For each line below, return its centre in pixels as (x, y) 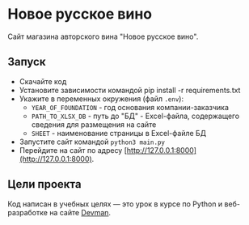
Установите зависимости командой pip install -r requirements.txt (130, 90)
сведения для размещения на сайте (94, 124)
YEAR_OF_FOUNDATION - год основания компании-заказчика (130, 107)
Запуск (27, 62)
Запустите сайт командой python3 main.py (92, 142)
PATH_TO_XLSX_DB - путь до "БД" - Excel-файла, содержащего (135, 116)
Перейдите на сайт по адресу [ (73, 150)
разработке (27, 212)
